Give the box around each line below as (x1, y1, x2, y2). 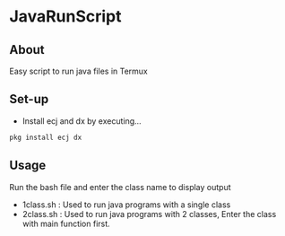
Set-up (9, 92, 49, 107)
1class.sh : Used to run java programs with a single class (22, 199, 231, 210)
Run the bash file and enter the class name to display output (9, 181, 231, 192)
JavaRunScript (9, 6, 122, 27)
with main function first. (22, 218, 110, 229)
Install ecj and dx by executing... (22, 115, 142, 127)
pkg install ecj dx (9, 133, 82, 142)
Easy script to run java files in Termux (9, 66, 148, 76)
